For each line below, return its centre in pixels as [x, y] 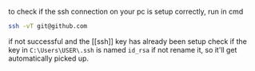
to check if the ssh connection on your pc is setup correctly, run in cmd [126, 12]
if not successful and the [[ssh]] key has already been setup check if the [128, 41]
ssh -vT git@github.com [48, 26]
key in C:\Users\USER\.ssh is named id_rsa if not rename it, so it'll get [123, 49]
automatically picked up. [49, 58]
